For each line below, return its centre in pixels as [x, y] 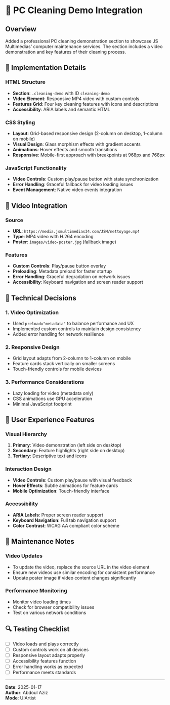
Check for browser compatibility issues [53, 607]
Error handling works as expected [48, 667]
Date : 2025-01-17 [24, 687]
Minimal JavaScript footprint [42, 404]
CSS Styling [20, 122]
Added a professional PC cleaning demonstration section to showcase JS [82, 41]
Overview [21, 29]
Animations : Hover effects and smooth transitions [65, 149]
